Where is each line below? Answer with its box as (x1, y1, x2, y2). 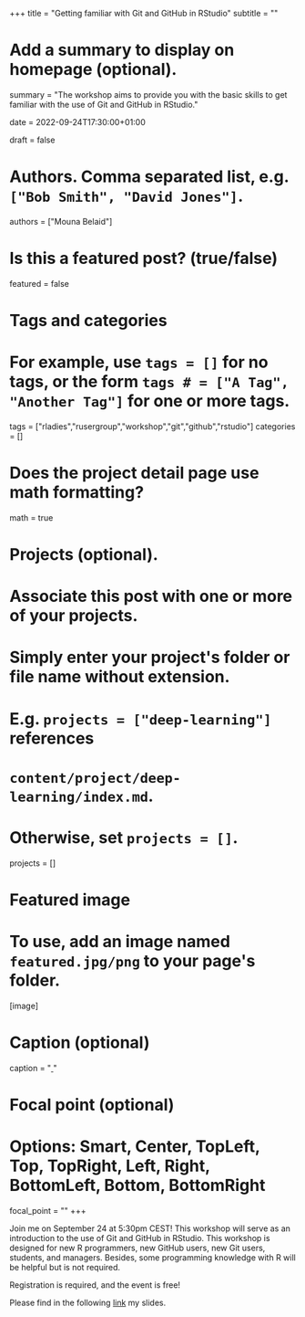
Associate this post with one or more (9, 586, 293, 606)
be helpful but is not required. (9, 1261, 121, 1272)
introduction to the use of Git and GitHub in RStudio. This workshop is (9, 1232, 270, 1243)
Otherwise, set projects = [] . (9, 827, 239, 848)
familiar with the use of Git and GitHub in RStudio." (9, 99, 198, 110)
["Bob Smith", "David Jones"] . (9, 186, 244, 206)
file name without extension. (9, 667, 230, 688)
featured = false (9, 278, 70, 289)
